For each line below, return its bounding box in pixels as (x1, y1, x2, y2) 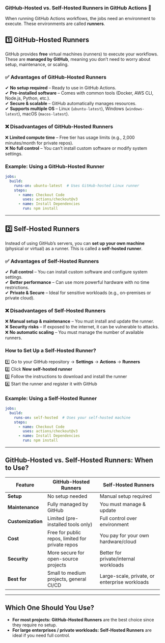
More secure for (47, 549, 84, 556)
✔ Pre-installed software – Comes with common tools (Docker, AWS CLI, (5, 90, 154, 96)
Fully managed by (47, 501, 88, 508)
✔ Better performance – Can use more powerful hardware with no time (5, 279, 150, 285)
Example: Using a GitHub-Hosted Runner (5, 163, 105, 170)
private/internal (100, 555, 135, 562)
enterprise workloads (100, 579, 149, 586)
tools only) (68, 521, 93, 528)
